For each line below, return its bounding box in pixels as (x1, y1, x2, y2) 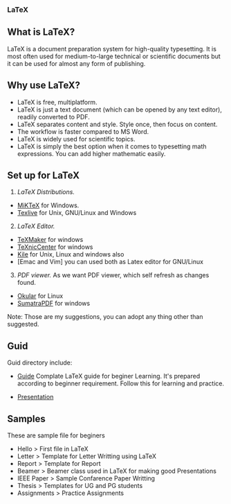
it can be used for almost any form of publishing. (7, 59, 146, 67)
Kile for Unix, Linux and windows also (17, 250, 124, 259)
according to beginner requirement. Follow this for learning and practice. (17, 379, 225, 388)
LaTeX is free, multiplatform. (17, 98, 98, 106)
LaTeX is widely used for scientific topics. (17, 134, 136, 143)
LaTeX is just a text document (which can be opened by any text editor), (17, 105, 223, 114)
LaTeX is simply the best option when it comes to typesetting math (17, 142, 207, 150)
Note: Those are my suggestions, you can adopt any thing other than (7, 313, 203, 321)
